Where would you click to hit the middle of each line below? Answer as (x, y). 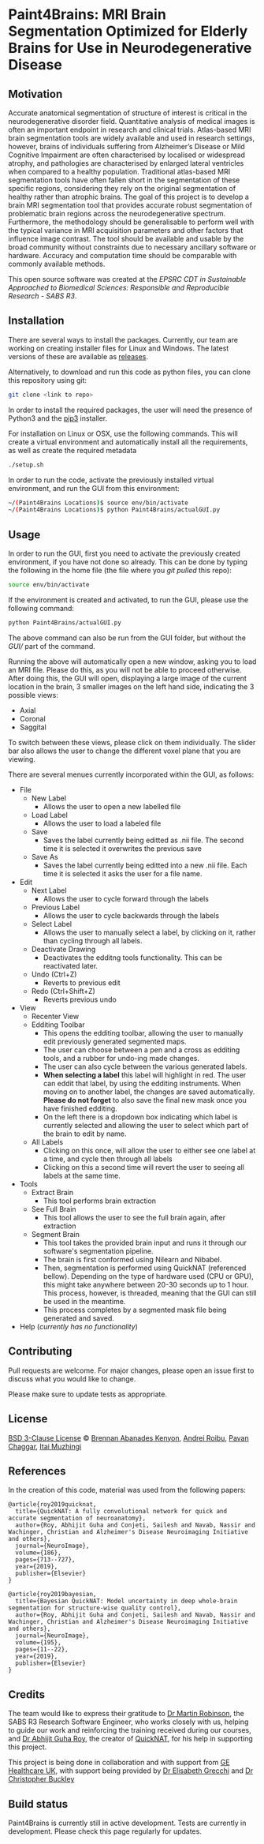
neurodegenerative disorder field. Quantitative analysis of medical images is (132, 121)
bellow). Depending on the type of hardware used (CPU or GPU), (148, 1276)
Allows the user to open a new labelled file (112, 806)
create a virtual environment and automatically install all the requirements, (128, 442)
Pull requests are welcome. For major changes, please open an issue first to (131, 1370)
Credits (27, 1694)
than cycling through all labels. (93, 940)
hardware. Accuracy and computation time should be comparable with (123, 255)
